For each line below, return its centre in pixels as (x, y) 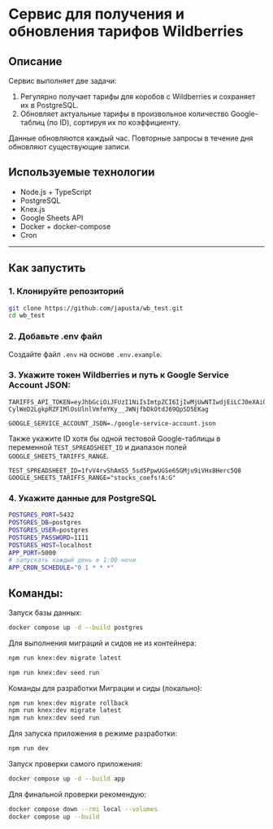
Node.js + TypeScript (56, 192)
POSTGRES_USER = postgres (49, 530)
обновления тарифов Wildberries (126, 31)
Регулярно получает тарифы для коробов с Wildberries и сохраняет (138, 97)
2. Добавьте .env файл (56, 336)
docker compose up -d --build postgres (76, 627)
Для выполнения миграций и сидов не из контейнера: (102, 643)
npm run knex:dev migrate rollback (69, 703)
